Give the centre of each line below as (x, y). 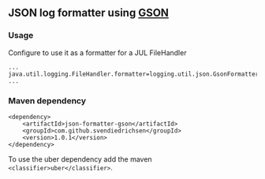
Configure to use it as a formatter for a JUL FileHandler (97, 52)
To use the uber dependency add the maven (80, 159)
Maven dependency (47, 100)
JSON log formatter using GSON (89, 13)
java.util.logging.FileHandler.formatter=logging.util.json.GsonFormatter (134, 74)
